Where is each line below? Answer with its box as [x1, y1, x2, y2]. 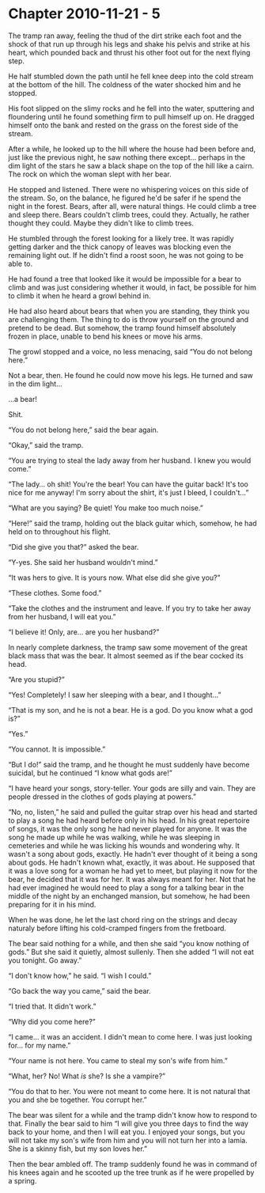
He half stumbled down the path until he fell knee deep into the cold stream [8, 71, 254, 81]
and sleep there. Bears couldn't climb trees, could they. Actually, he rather [8, 210, 250, 219]
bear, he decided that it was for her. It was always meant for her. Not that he [8, 874, 256, 884]
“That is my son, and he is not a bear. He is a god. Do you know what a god [8, 705, 253, 714]
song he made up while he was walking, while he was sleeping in [8, 832, 220, 842]
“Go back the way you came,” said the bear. [8, 986, 152, 995]
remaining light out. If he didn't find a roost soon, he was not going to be [8, 250, 244, 259]
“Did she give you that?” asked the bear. [8, 542, 139, 551]
